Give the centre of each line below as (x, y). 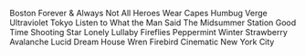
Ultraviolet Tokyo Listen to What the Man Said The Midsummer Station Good (153, 23)
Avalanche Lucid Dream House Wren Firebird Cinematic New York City (142, 42)
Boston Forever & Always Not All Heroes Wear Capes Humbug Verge (138, 13)
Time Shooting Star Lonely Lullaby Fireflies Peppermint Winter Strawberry (148, 32)
